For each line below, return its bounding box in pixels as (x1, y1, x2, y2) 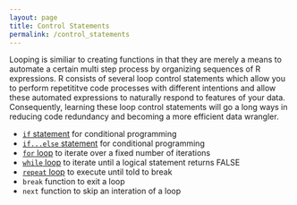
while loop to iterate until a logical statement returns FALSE (21, 158, 241, 168)
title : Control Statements (9, 21, 110, 30)
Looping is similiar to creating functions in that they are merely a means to (9, 55, 282, 65)
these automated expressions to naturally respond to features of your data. (9, 92, 286, 103)
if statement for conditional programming (21, 129, 177, 140)
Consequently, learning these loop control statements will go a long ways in (9, 102, 288, 113)
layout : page (9, 13, 58, 22)
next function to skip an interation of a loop (21, 185, 182, 197)
